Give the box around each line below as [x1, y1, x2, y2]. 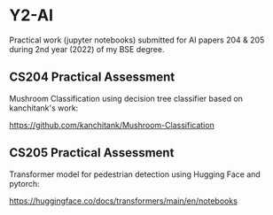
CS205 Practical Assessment [9, 145, 175, 160]
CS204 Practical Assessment [9, 70, 175, 85]
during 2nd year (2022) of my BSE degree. [9, 43, 165, 54]
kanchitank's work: [9, 103, 79, 113]
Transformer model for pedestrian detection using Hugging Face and [9, 169, 261, 180]
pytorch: [9, 178, 40, 188]
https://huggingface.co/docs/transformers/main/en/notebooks [9, 196, 238, 206]
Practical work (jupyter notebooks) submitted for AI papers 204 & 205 [9, 35, 265, 45]
